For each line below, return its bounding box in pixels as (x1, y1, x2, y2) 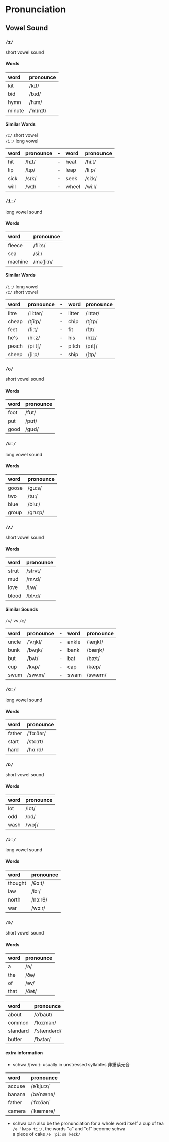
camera (8, 1107, 26, 1114)
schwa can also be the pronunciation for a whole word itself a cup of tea (12, 1120, 164, 1126)
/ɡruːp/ (27, 509, 44, 516)
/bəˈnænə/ (30, 1091, 56, 1098)
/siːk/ (85, 175, 97, 182)
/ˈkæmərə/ (30, 1107, 55, 1114)
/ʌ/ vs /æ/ (5, 617, 27, 624)
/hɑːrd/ (27, 746, 44, 753)
